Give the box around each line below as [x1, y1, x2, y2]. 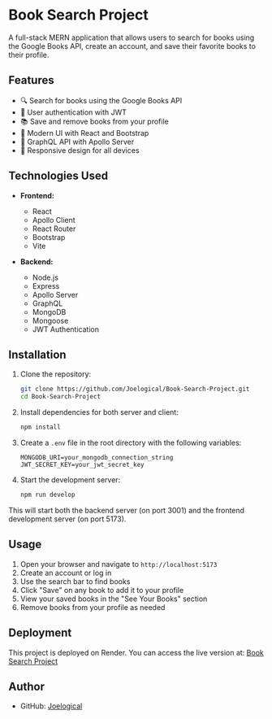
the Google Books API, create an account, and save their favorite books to [8, 41, 256, 50]
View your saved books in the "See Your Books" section [19, 594, 208, 604]
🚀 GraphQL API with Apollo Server [19, 137, 135, 146]
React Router [32, 224, 76, 233]
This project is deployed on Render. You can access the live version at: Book [8, 647, 264, 657]
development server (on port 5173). [8, 514, 127, 524]
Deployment [8, 626, 72, 640]
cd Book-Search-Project [19, 393, 101, 401]
